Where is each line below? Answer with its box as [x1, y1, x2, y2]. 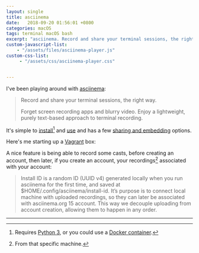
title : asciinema [6, 14, 49, 20]
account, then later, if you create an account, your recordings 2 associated [6, 156, 187, 164]
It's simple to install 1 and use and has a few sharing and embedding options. [6, 126, 192, 134]
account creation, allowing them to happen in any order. [20, 206, 157, 213]
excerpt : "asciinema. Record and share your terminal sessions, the [6, 36, 179, 42]
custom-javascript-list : [6, 42, 68, 48]
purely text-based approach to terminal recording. [20, 114, 143, 121]
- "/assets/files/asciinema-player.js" [17, 47, 115, 53]
